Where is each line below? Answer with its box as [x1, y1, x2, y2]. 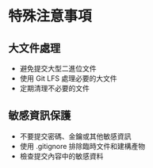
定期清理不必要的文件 [19, 84, 90, 93]
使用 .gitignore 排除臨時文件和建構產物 [19, 141, 146, 151]
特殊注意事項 [8, 7, 93, 25]
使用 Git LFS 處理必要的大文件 [19, 74, 117, 83]
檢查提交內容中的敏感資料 [19, 151, 104, 161]
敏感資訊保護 [8, 109, 71, 123]
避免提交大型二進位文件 [19, 64, 97, 73]
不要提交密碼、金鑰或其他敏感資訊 [19, 132, 132, 141]
